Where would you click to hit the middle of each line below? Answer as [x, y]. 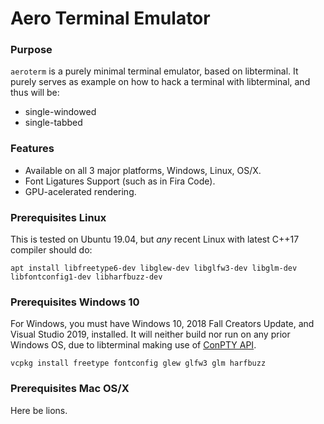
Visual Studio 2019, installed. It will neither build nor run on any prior [150, 334]
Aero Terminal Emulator [110, 18]
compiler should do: [51, 250]
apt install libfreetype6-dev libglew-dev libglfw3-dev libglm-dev [154, 268]
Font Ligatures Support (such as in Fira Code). [120, 181]
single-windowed [60, 112]
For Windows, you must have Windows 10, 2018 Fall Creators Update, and [162, 324]
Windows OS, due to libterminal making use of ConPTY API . [133, 345]
